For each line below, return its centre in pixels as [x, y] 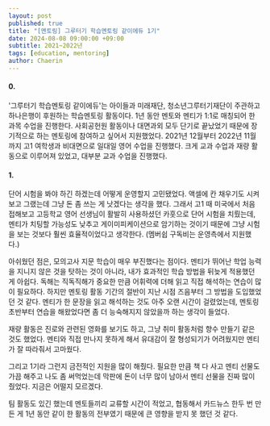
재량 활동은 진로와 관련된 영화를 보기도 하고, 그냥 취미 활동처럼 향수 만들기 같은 [132, 329]
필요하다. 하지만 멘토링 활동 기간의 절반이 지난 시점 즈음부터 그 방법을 [125, 292]
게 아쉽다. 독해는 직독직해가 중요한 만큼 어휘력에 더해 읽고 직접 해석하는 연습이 [131, 282]
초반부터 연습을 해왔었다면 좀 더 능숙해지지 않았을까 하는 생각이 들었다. [119, 312]
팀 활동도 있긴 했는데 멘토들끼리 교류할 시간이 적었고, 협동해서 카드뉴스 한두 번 [131, 403]
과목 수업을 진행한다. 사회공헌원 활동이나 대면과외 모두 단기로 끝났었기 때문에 [129, 126]
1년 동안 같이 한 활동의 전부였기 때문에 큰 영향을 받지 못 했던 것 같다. [132, 414]
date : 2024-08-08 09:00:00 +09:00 [66, 38]
